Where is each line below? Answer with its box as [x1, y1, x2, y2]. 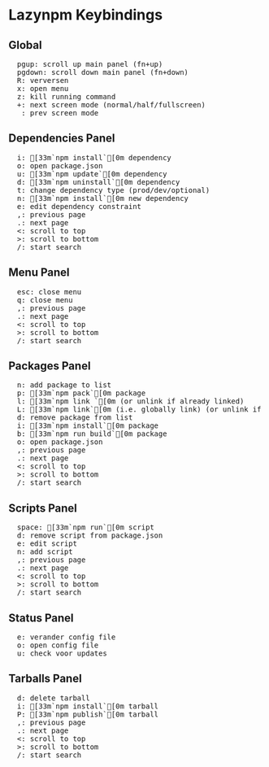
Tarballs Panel [8, 672, 83, 686]
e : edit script [16, 539, 77, 548]
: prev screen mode [21, 108, 99, 117]
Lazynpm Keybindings [8, 6, 163, 24]
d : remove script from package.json [16, 531, 163, 540]
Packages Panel [8, 360, 91, 373]
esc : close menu [16, 287, 82, 296]
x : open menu [16, 84, 69, 93]
